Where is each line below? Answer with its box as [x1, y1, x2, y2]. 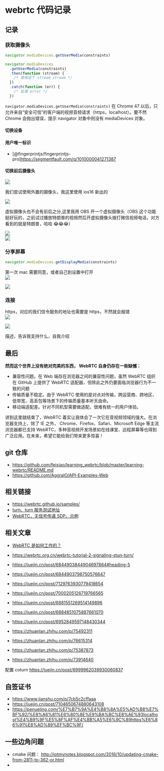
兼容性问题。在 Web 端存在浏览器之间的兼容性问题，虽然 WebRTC [12, 373, 146, 379]
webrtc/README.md [12, 467, 54, 473]
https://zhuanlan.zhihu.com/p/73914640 [12, 657, 94, 663]
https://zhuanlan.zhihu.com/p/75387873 [12, 647, 94, 653]
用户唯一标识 [5, 139, 31, 145]
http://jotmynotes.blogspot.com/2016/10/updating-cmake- [41, 751, 159, 757]
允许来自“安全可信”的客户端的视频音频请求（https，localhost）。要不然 [5, 109, 147, 115]
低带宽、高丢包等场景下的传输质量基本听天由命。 [12, 398, 111, 404]
